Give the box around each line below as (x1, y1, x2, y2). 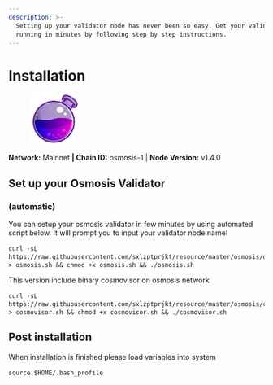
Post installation (8, 330, 93, 344)
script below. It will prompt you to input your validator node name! (8, 228, 228, 238)
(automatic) (8, 200, 56, 212)
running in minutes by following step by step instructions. (15, 30, 227, 38)
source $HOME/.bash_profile (8, 369, 104, 377)
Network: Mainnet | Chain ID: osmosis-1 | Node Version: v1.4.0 (8, 153, 221, 163)
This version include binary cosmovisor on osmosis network (8, 275, 210, 285)
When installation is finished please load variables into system (8, 352, 217, 361)
